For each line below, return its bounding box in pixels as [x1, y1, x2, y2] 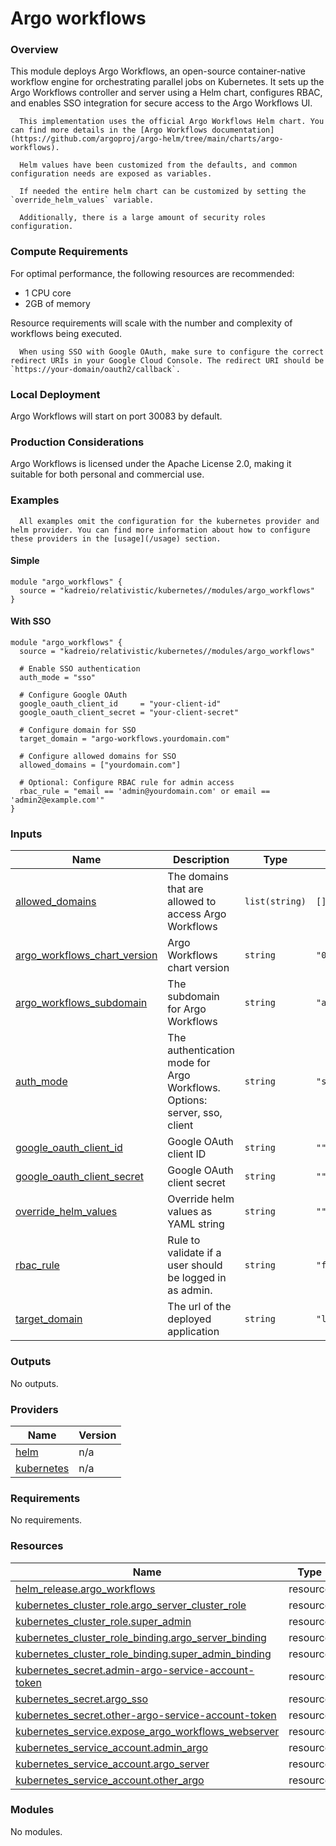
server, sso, [167, 1106, 223, 1120]
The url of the [167, 1300, 232, 1314]
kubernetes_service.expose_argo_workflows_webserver [15, 1724, 280, 1738]
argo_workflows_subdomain [15, 996, 148, 1010]
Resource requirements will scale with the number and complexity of [10, 317, 293, 329]
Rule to [167, 1233, 201, 1247]
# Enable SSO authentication [19, 664, 141, 674]
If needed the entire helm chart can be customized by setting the [19, 187, 307, 197]
